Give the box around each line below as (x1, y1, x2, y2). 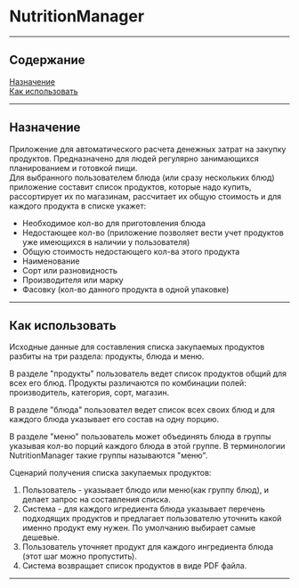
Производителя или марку (21, 274, 124, 285)
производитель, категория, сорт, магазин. (9, 388, 170, 398)
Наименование (21, 256, 80, 266)
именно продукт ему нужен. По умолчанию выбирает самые (21, 523, 256, 534)
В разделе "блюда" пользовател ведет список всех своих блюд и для (9, 404, 276, 415)
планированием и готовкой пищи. (9, 162, 138, 173)
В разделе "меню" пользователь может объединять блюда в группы (9, 431, 271, 442)
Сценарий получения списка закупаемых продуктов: (9, 468, 212, 478)
